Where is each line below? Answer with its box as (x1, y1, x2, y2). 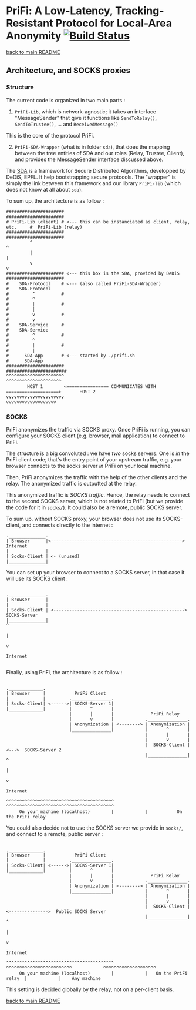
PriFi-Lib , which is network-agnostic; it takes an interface (14, 108, 157, 115)
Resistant (6, 16, 54, 30)
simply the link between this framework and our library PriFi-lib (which (6, 179, 181, 186)
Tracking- (115, 4, 164, 18)
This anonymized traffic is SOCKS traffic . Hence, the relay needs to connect (6, 491, 190, 498)
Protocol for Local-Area (55, 16, 173, 30)
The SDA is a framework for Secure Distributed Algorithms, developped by (6, 167, 186, 174)
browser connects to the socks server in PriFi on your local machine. (6, 462, 172, 469)
